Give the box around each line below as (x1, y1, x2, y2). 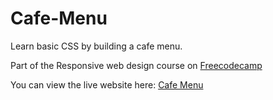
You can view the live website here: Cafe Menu (10, 78, 204, 91)
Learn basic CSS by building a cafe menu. (10, 40, 183, 52)
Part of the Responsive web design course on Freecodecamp (10, 59, 263, 71)
